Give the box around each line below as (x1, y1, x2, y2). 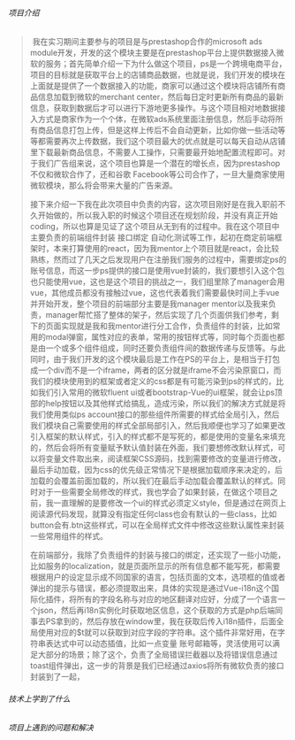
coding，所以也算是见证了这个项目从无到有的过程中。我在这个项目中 (29, 221, 280, 232)
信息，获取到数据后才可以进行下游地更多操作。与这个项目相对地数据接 (29, 103, 286, 113)
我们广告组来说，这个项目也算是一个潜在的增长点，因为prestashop (37, 158, 281, 169)
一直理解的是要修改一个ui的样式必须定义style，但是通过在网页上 (53, 497, 287, 508)
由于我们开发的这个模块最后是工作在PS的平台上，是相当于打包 (53, 354, 280, 365)
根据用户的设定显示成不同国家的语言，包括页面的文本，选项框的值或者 (29, 572, 286, 582)
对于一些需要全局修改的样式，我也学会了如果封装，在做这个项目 (37, 487, 270, 497)
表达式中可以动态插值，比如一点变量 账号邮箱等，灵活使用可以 (45, 638, 273, 649)
